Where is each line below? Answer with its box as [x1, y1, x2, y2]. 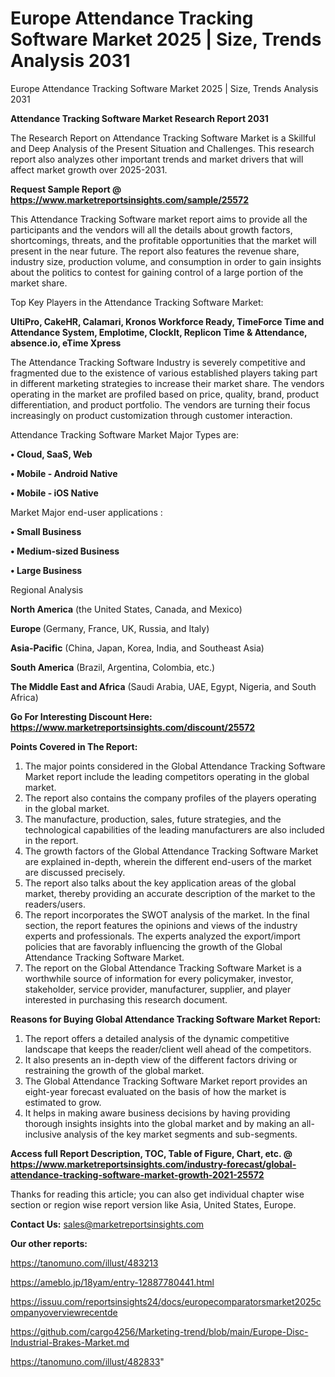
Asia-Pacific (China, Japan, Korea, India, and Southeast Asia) [10, 642, 265, 654]
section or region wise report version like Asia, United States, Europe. [10, 1198, 297, 1211]
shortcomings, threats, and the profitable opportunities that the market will [10, 234, 317, 246]
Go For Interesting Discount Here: [10, 710, 153, 722]
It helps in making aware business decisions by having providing [24, 1107, 291, 1119]
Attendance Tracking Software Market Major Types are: [10, 428, 239, 441]
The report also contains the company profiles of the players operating [24, 792, 317, 804]
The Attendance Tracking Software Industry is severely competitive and [10, 356, 306, 368]
